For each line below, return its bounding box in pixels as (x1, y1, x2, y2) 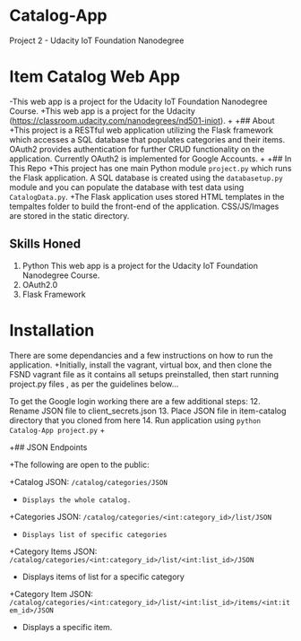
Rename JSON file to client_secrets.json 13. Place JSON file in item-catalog (9, 405, 287, 416)
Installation (9, 320, 95, 341)
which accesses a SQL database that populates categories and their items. (9, 134, 286, 144)
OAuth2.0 (21, 279, 58, 290)
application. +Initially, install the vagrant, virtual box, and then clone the (9, 359, 272, 370)
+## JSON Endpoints (9, 441, 88, 453)
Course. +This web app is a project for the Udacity (9, 105, 195, 117)
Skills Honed (9, 237, 82, 252)
